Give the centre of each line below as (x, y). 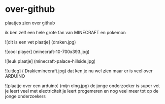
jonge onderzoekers (25, 96)
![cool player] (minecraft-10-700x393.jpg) (47, 52)
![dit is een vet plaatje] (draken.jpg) (41, 42)
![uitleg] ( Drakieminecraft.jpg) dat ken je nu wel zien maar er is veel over (79, 71)
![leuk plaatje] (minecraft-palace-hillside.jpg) (50, 61)
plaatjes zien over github (30, 23)
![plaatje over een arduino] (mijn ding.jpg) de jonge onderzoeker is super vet (82, 86)
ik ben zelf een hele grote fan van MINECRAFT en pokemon (66, 32)
